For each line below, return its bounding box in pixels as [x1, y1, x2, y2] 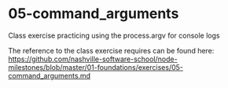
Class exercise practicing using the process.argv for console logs [8, 31, 220, 40]
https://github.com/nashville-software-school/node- [8, 54, 178, 64]
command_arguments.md [8, 71, 91, 80]
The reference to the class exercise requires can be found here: [8, 46, 215, 55]
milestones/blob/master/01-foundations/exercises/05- [8, 62, 183, 71]
